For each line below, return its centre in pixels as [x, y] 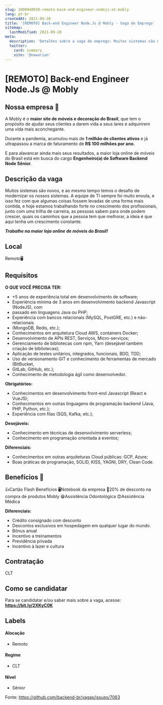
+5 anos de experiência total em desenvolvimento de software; [75, 297]
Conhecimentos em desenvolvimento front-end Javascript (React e [79, 393]
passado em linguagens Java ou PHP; [50, 312]
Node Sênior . [19, 164]
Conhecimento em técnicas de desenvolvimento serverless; [72, 433]
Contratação [24, 562]
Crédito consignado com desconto [47, 520]
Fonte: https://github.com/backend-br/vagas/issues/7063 [63, 697]
